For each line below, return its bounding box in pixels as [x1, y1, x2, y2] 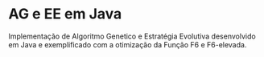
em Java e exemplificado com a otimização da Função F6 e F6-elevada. [8, 39, 247, 49]
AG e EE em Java [8, 5, 122, 23]
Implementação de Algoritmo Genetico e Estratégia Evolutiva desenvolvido [8, 31, 256, 41]
